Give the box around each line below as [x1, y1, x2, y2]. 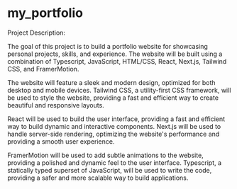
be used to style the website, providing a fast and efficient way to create [7, 93, 219, 102]
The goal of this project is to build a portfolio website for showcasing [7, 42, 208, 50]
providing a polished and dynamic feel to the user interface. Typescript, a [7, 158, 222, 167]
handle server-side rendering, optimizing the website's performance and [7, 130, 220, 138]
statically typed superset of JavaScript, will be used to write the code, [7, 166, 212, 174]
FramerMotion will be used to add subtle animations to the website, [7, 151, 204, 159]
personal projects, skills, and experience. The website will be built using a [7, 50, 223, 58]
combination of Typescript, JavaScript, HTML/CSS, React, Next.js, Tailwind [7, 57, 227, 65]
